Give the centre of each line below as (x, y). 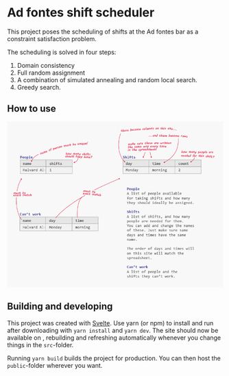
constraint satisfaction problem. (52, 38)
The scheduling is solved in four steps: (62, 52)
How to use (32, 109)
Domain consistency (46, 65)
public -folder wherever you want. (55, 365)
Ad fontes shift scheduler (81, 13)
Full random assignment (51, 73)
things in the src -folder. (40, 344)
